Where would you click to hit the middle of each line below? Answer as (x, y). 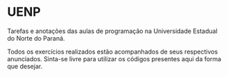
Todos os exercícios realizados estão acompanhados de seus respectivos (113, 52)
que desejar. (25, 66)
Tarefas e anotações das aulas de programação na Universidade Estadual (113, 31)
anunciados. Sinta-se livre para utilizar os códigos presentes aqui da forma (114, 58)
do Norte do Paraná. (36, 38)
